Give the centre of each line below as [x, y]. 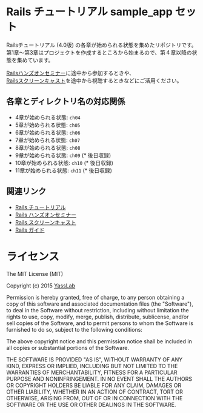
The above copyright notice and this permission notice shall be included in [99, 341]
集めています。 [35, 60]
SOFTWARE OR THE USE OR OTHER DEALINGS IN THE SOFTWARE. [91, 405]
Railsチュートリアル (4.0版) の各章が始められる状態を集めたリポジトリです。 [101, 45]
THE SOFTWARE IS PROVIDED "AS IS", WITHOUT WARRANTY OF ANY [95, 359]
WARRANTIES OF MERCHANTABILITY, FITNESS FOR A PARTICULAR [92, 372]
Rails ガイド [30, 230]
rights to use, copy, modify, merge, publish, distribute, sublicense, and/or [98, 317]
